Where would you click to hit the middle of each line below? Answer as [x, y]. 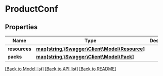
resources [19, 49]
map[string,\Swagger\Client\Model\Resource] [90, 49]
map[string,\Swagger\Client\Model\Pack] [85, 57]
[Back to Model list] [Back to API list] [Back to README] [61, 69]
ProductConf [32, 9]
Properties [21, 27]
